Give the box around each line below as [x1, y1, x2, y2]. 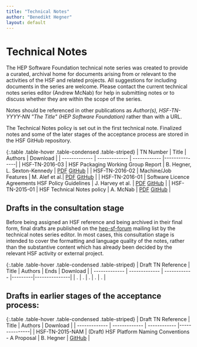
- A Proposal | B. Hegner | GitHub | [6, 334, 90, 341]
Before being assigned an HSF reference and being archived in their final [6, 219, 183, 226]
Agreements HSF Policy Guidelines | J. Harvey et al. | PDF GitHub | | [6, 180, 171, 187]
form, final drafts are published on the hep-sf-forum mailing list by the [6, 225, 176, 232]
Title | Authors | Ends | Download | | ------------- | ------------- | [6, 268, 163, 275]
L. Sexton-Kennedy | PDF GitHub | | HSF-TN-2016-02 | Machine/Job [6, 167, 172, 174]
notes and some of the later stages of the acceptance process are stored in [6, 131, 189, 138]
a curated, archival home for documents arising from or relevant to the [6, 71, 176, 78]
